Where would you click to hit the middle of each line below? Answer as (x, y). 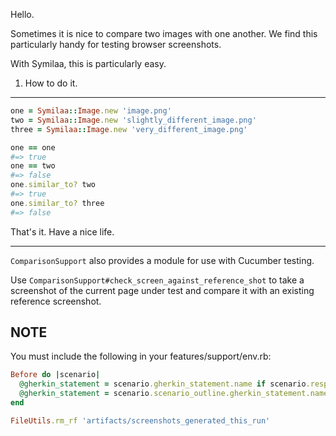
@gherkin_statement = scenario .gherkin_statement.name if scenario (163, 384)
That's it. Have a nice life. (62, 231)
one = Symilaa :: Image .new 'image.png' (91, 111)
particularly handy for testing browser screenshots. (116, 44)
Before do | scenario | (55, 375)
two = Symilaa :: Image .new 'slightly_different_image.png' (133, 120)
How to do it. (51, 83)
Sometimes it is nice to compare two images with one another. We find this (164, 33)
